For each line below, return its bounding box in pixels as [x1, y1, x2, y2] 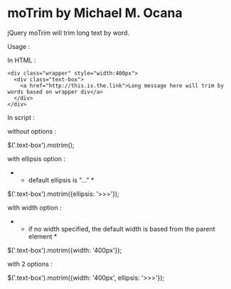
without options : [7, 126, 57, 136]
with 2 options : [7, 259, 53, 268]
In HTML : [7, 55, 36, 65]
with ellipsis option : [7, 154, 66, 163]
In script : [7, 113, 36, 121]
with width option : [7, 203, 62, 212]
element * [28, 232, 58, 241]
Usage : [7, 42, 31, 50]
